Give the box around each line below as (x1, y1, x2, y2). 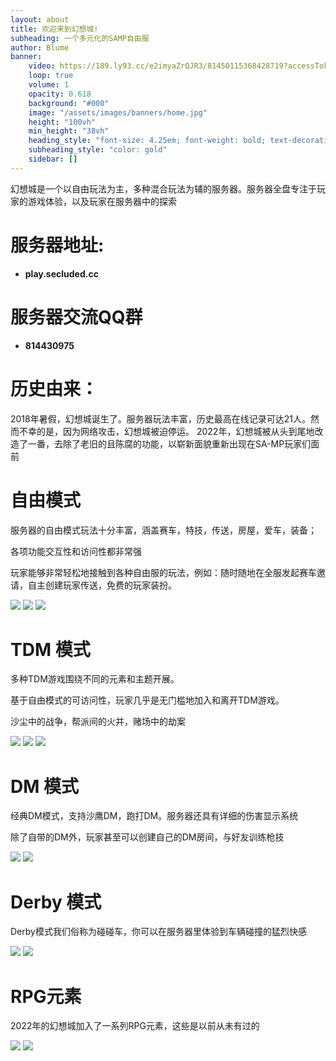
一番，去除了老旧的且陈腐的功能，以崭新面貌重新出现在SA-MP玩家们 (27, 437, 312, 450)
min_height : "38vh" (28, 126, 110, 136)
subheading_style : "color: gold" (28, 145, 168, 155)
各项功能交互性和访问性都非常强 (10, 545, 142, 557)
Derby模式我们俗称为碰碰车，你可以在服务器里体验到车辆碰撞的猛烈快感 (10, 926, 307, 938)
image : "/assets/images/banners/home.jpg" (28, 107, 208, 118)
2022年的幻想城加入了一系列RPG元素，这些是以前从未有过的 (10, 1020, 260, 1032)
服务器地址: (10, 234, 105, 256)
